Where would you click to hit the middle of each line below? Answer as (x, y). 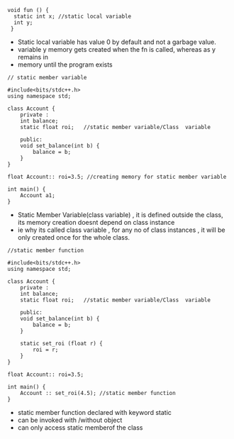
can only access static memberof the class (80, 428)
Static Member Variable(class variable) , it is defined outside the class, (120, 215)
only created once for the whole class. (73, 237)
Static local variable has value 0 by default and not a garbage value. (117, 42)
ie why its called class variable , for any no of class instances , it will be (121, 230)
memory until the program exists (65, 65)
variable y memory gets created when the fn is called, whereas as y (117, 49)
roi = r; (46, 350)
